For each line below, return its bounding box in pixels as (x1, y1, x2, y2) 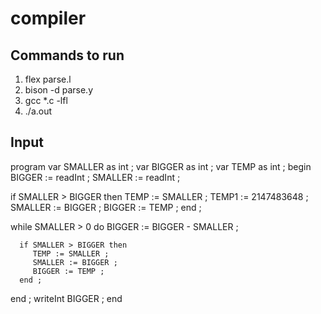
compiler (10, 7, 87, 30)
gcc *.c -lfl (24, 95, 68, 106)
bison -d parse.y (24, 84, 93, 96)
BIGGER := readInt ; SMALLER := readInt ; (10, 171, 181, 183)
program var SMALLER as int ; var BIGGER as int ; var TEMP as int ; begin (10, 160, 312, 172)
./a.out (24, 105, 53, 117)
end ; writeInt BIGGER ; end (10, 292, 123, 304)
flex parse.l (24, 73, 72, 85)
